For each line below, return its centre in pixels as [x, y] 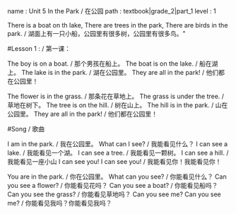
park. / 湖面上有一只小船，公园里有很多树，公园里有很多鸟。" [96, 34]
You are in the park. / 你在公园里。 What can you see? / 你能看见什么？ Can [117, 177]
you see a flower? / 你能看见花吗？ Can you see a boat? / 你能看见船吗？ [113, 185]
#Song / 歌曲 [26, 129]
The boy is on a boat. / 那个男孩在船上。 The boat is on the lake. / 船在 [110, 64]
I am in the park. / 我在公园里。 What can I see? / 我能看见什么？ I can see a [118, 144]
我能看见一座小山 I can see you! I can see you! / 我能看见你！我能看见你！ [114, 161]
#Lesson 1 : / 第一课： [39, 48]
